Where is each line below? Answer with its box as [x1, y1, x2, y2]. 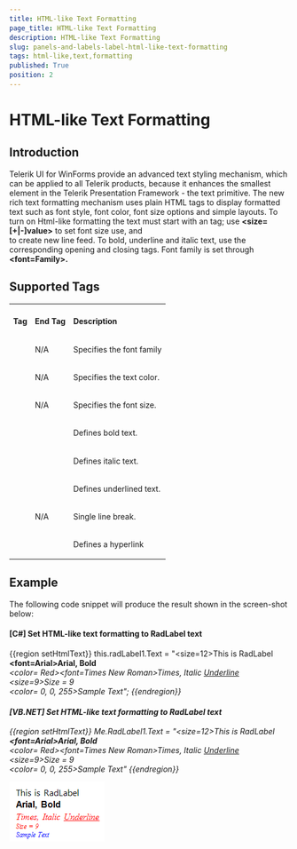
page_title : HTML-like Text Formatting [9, 23, 157, 33]
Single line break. [73, 512, 137, 522]
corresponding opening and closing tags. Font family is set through [9, 244, 254, 255]
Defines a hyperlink [73, 539, 145, 550]
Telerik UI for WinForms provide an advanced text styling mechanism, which [9, 169, 288, 179]
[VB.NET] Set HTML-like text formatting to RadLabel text [9, 706, 223, 717]
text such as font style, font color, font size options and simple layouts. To [9, 206, 278, 217]
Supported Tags [9, 280, 100, 295]
